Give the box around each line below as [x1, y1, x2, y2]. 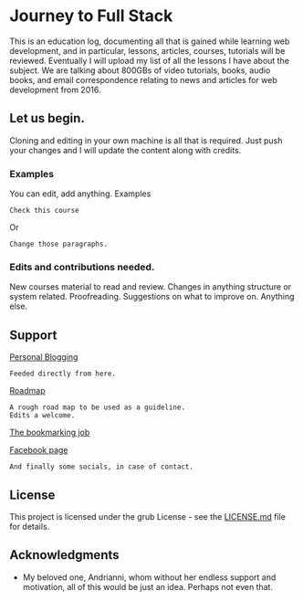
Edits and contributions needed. [9, 260, 155, 273]
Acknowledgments [9, 547, 120, 563]
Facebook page [9, 445, 68, 456]
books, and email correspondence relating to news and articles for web [9, 74, 277, 85]
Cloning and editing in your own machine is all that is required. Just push [9, 134, 283, 146]
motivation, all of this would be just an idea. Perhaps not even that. [22, 581, 274, 592]
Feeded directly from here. [9, 369, 117, 379]
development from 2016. [9, 84, 101, 95]
